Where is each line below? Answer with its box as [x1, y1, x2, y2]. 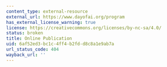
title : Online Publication [6, 36, 72, 41]
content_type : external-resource [6, 8, 88, 15]
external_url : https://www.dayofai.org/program [6, 14, 125, 20]
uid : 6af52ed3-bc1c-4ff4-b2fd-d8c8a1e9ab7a [6, 41, 115, 47]
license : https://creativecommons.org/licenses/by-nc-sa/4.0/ [6, 24, 162, 31]
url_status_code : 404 [6, 47, 59, 52]
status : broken [6, 30, 44, 36]
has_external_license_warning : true [6, 19, 96, 25]
